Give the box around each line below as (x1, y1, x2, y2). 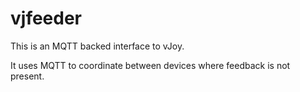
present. (10, 70, 45, 82)
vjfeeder (10, 7, 83, 30)
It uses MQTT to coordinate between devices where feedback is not (10, 59, 291, 71)
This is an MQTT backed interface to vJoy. (10, 40, 185, 52)
